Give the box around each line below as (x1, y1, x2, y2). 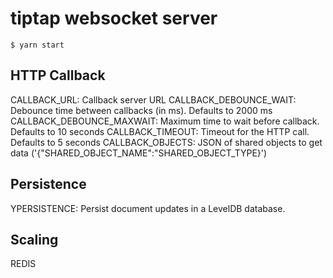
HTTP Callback (10, 67, 106, 84)
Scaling (10, 231, 59, 248)
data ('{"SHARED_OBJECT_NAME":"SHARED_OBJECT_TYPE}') (10, 147, 268, 159)
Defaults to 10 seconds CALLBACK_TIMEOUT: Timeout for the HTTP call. (10, 125, 310, 137)
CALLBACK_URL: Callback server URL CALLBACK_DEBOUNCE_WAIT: (10, 93, 297, 106)
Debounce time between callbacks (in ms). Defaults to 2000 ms (10, 104, 273, 116)
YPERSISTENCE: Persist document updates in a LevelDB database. (10, 202, 286, 214)
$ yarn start (10, 40, 65, 50)
